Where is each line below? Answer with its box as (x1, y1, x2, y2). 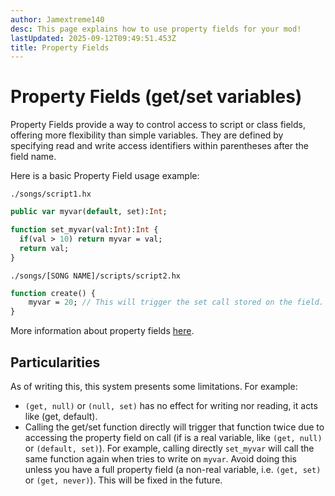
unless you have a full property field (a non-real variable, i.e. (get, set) (24, 464, 322, 475)
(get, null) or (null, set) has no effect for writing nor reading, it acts (24, 400, 318, 411)
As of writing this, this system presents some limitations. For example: (10, 381, 298, 392)
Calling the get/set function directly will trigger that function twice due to (24, 421, 325, 433)
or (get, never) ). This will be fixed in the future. (24, 474, 223, 486)
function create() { (10, 288, 97, 298)
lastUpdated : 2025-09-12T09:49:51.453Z (10, 33, 177, 43)
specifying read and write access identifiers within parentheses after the (10, 140, 309, 152)
